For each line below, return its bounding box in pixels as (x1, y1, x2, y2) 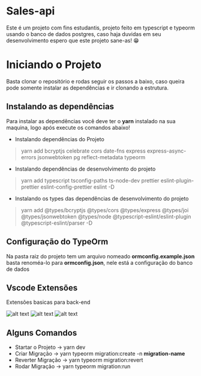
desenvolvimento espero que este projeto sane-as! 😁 (6, 37, 139, 44)
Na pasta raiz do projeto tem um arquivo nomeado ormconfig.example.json (6, 252, 195, 259)
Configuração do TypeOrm (6, 237, 109, 247)
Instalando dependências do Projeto (14, 135, 105, 142)
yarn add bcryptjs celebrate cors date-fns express (20, 147, 146, 154)
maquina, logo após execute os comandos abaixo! (6, 124, 130, 131)
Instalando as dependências (6, 102, 115, 112)
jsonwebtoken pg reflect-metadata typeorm (37, 153, 146, 160)
